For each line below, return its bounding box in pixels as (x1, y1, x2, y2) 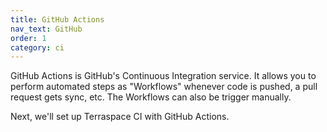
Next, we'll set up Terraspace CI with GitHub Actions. (10, 111, 230, 123)
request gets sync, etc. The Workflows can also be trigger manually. (10, 91, 292, 103)
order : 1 (10, 33, 47, 43)
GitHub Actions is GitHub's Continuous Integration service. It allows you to (10, 70, 317, 82)
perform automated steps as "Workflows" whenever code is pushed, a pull (10, 81, 318, 93)
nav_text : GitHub (10, 24, 83, 34)
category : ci (10, 42, 65, 53)
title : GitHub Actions (10, 14, 105, 25)
